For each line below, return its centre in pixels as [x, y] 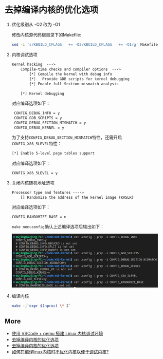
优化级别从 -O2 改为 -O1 [36, 24]
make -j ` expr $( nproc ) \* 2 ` [41, 306]
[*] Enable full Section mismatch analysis [74, 84]
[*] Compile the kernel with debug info [71, 74]
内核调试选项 [24, 55]
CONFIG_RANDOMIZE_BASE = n [39, 217]
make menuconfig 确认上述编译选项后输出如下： [58, 227]
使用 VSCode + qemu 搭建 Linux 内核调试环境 [57, 333]
